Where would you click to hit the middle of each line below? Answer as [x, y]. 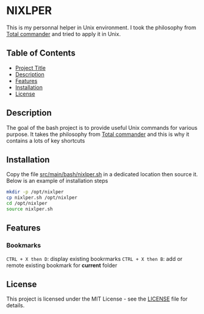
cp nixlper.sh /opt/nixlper [42, 198]
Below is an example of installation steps [57, 181]
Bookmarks [24, 246]
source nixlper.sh [30, 209]
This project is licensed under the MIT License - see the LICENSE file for [97, 299]
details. [16, 305]
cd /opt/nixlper [27, 204]
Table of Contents [41, 53]
